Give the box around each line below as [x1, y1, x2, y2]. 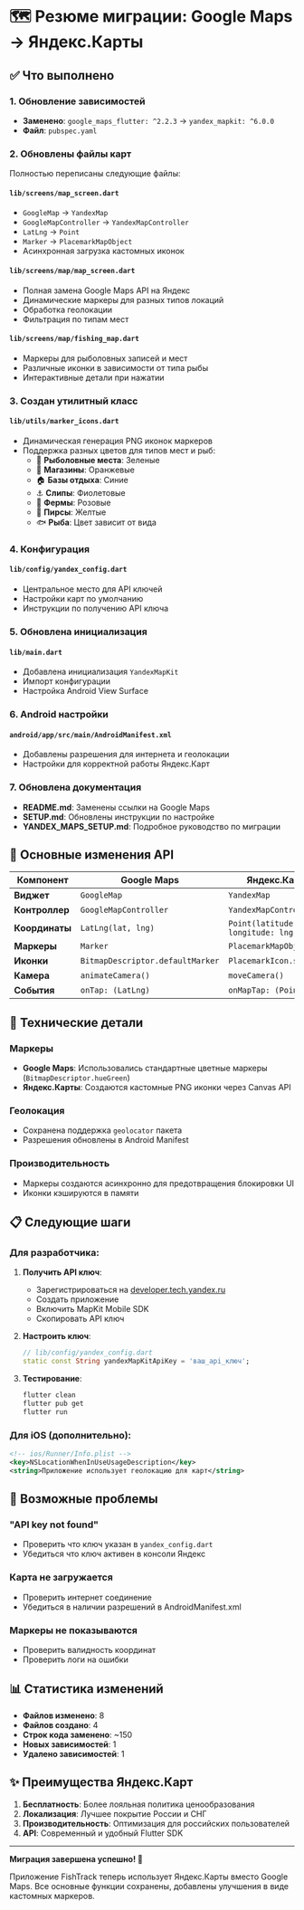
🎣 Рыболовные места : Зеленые [35, 454, 160, 465]
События [14, 984, 55, 997]
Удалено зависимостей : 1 [22, 1748, 125, 1759]
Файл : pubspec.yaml [22, 125, 98, 136]
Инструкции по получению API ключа [22, 603, 169, 614]
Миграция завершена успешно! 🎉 [9, 1853, 143, 1864]
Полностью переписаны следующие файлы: [9, 168, 181, 179]
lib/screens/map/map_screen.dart [9, 266, 136, 275]
